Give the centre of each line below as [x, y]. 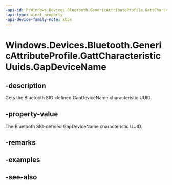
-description [26, 85]
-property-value [32, 114]
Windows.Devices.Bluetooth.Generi [83, 45]
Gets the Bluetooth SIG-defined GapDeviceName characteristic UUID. [79, 98]
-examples [23, 160]
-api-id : [15, 10]
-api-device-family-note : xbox [39, 19]
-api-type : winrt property [34, 15]
